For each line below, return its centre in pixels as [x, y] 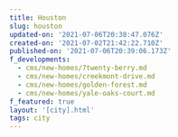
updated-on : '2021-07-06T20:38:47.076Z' [87, 34]
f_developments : [40, 59]
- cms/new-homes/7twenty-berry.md [82, 68]
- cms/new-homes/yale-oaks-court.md [86, 93]
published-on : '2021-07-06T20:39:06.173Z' [90, 51]
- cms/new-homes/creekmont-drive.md [86, 77]
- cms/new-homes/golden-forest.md [82, 85]
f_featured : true [42, 101]
